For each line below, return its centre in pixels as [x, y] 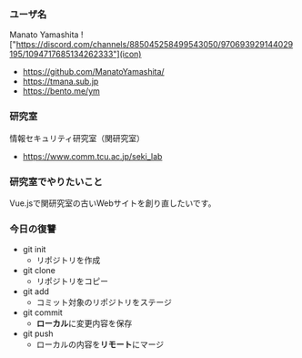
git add [36, 292]
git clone [39, 271]
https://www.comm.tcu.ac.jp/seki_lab [92, 156]
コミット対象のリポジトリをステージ [104, 302]
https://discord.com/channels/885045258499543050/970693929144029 [155, 45]
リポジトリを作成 [68, 261]
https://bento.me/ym [61, 91]
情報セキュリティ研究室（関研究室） [77, 138]
